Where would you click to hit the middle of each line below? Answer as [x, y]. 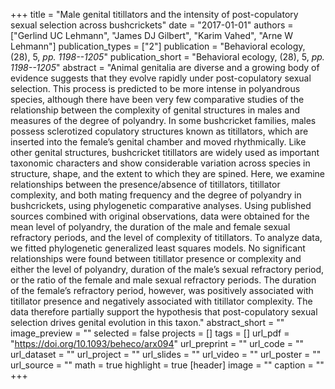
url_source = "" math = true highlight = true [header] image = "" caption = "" [167, 365]
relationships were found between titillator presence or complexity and [156, 258]
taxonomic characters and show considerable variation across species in [160, 163]
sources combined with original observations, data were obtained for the [160, 216]
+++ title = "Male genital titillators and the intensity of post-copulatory [154, 14]
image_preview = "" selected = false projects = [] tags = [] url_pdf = [150, 333]
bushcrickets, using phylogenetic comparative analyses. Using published [161, 205]
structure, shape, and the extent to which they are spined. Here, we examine [168, 173]
